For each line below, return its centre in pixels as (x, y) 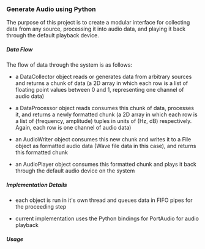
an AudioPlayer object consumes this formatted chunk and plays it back (106, 165)
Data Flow (20, 49)
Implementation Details (37, 185)
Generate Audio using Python (51, 9)
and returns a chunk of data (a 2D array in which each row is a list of (102, 83)
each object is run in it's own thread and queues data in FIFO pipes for (104, 200)
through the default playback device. (53, 35)
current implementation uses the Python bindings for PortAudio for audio (107, 218)
